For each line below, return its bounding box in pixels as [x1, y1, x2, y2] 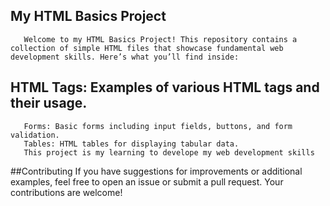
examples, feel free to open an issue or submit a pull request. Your [10, 175, 284, 188]
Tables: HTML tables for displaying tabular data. [23, 139, 240, 149]
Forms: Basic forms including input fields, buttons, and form [23, 121, 293, 131]
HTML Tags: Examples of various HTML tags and [10, 79, 320, 96]
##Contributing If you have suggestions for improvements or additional [10, 165, 303, 177]
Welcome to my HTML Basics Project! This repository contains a [23, 34, 298, 44]
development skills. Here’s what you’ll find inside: [10, 52, 240, 62]
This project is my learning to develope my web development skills [23, 147, 315, 158]
